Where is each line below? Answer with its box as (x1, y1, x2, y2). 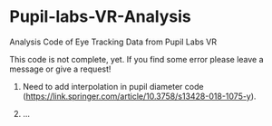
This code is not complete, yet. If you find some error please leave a (9, 53, 265, 64)
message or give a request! (9, 63, 112, 74)
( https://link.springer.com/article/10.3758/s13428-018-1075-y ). (22, 91, 257, 102)
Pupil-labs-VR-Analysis (9, 6, 192, 27)
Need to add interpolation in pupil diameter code (22, 81, 204, 92)
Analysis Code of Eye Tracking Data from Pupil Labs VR (9, 36, 218, 47)
